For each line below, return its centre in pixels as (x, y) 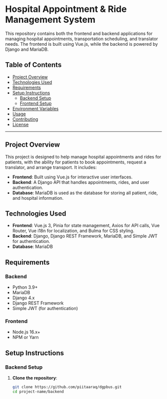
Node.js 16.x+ (26, 332)
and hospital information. (38, 198)
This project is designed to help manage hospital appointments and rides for (83, 157)
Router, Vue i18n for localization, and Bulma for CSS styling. (73, 231)
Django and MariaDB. (27, 49)
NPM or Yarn (25, 337)
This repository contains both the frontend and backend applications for (79, 33)
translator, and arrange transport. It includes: (51, 167)
